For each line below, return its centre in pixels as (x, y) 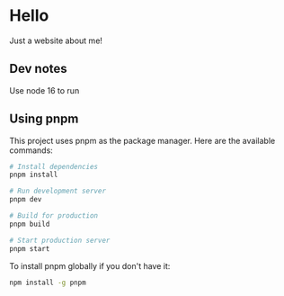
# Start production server (60, 240)
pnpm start (30, 248)
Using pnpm (44, 119)
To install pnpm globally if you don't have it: (90, 265)
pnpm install (34, 175)
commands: (31, 150)
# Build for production (54, 216)
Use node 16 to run (44, 90)
